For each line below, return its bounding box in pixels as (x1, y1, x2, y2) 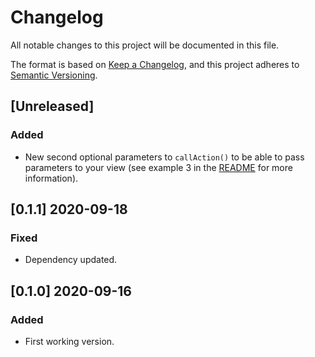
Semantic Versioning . (10, 69, 98, 81)
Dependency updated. (24, 254, 118, 266)
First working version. (24, 336, 115, 347)
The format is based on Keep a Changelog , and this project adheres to (10, 58, 300, 70)
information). (24, 172, 79, 184)
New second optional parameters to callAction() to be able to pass (24, 151, 305, 163)
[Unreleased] (10, 98, 95, 115)
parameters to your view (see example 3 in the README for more (24, 161, 293, 173)
